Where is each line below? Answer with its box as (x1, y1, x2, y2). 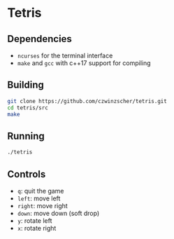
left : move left (17, 194, 61, 203)
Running (7, 130, 45, 142)
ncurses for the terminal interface (17, 51, 113, 60)
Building (7, 79, 44, 91)
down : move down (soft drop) (17, 209, 100, 217)
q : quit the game (17, 186, 64, 195)
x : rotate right (17, 224, 57, 232)
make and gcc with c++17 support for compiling (17, 59, 152, 67)
